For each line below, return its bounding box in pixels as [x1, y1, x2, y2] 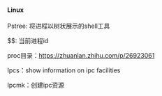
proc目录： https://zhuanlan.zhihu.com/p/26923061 [7, 51, 155, 60]
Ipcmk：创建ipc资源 [7, 81, 65, 90]
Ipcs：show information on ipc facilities [7, 66, 121, 74]
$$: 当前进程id [7, 37, 49, 45]
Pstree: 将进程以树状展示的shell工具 [7, 22, 110, 31]
